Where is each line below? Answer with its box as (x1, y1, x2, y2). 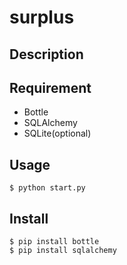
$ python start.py (9, 183, 86, 193)
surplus (9, 6, 75, 29)
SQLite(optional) (23, 127, 92, 140)
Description (9, 46, 84, 63)
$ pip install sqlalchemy (9, 246, 117, 256)
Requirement (9, 79, 92, 96)
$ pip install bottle (9, 237, 100, 247)
